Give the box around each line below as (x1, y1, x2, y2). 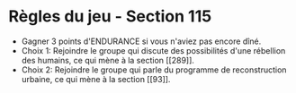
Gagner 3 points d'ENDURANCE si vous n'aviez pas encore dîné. (21, 36, 262, 46)
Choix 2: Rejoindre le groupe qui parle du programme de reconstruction (21, 64, 287, 75)
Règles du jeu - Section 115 (8, 6, 212, 27)
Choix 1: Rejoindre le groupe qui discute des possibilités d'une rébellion (21, 45, 286, 55)
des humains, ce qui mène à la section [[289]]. (21, 55, 195, 65)
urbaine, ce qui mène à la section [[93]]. (21, 73, 171, 84)
